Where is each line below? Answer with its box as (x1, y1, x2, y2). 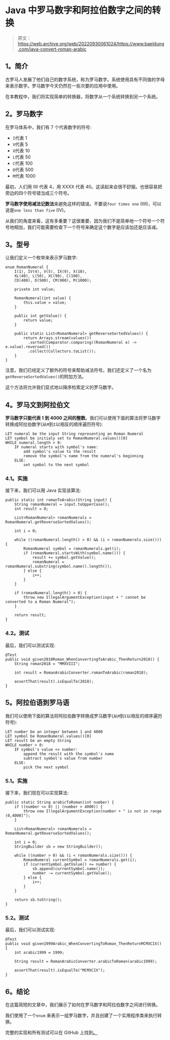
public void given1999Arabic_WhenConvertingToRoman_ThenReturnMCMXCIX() (5, 941, 162, 946)
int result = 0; (14, 507, 49, 512)
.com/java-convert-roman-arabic (17, 46, 87, 52)
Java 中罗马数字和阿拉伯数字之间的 (5, 5, 152, 16)
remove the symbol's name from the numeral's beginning (23, 453, 144, 459)
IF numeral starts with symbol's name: (14, 445, 99, 450)
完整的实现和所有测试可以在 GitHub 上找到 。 (5, 1029, 98, 1035)
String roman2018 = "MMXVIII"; (14, 661, 80, 666)
